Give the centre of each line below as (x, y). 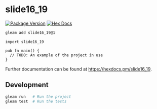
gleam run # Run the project (38, 97)
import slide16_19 (25, 42)
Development (27, 85)
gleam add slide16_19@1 (30, 32)
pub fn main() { (22, 51)
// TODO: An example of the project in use (56, 55)
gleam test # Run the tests (36, 101)
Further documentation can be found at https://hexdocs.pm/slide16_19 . (78, 69)
